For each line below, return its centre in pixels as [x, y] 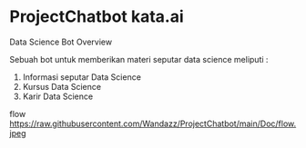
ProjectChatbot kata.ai [97, 17]
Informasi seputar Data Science [82, 77]
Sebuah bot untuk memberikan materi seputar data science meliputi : [139, 59]
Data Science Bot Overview [61, 42]
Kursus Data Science [62, 86]
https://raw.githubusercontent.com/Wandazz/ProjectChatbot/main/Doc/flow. [153, 123]
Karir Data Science [58, 96]
